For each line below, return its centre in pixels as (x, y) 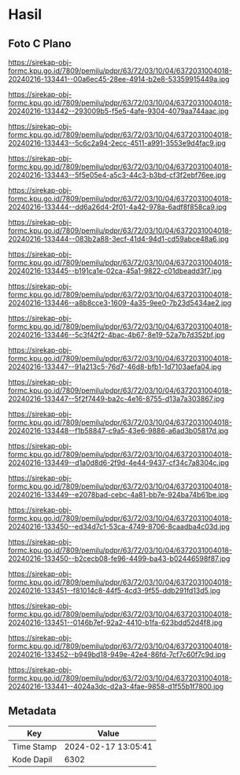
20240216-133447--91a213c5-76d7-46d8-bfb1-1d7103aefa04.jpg (115, 367)
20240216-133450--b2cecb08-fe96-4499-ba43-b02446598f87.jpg (119, 559)
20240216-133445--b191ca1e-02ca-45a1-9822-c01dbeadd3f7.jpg (115, 271)
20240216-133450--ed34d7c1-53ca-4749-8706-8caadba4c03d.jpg (119, 526)
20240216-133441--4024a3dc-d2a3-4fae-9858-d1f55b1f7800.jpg (116, 686)
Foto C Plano (40, 44)
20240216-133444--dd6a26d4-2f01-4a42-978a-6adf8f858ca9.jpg (117, 207)
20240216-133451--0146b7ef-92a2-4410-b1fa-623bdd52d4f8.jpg (115, 622)
